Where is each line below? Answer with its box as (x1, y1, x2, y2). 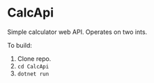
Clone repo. (17, 54, 52, 63)
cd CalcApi (17, 63, 49, 70)
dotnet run (17, 71, 49, 77)
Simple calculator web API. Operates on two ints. (7, 28, 148, 36)
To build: (7, 41, 33, 49)
